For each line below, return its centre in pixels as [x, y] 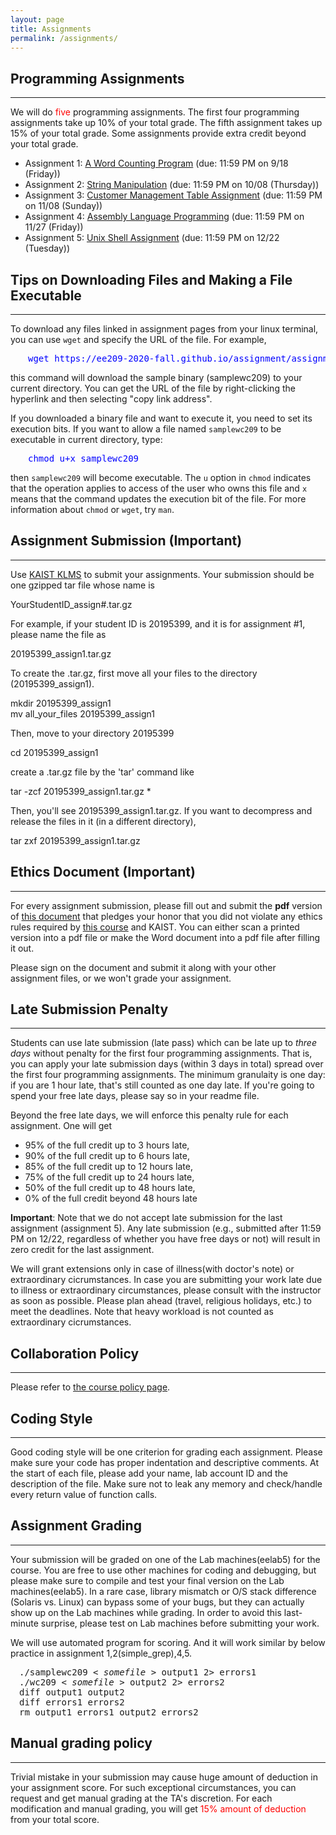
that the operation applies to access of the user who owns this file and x [159, 488]
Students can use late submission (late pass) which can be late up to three [163, 1043]
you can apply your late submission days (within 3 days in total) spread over [167, 1064]
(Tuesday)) [47, 248]
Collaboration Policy [75, 1353]
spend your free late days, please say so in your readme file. [135, 1096]
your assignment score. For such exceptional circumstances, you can [153, 1787]
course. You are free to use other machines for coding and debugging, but [163, 1570]
